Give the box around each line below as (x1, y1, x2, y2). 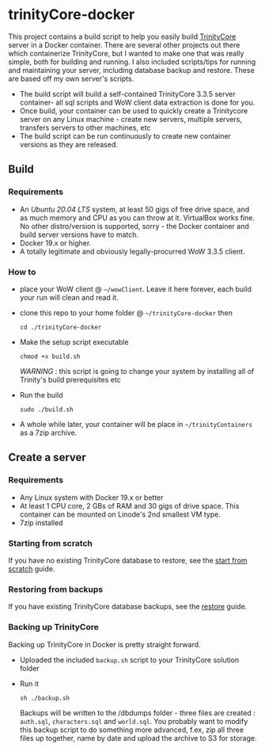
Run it (19, 679, 40, 688)
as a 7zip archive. (19, 428, 78, 437)
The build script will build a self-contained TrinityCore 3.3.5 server (19, 89, 236, 98)
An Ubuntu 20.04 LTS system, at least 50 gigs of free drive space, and (19, 204, 250, 214)
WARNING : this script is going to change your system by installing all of (19, 366, 255, 375)
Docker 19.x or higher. (19, 238, 92, 247)
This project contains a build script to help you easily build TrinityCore (8, 32, 237, 41)
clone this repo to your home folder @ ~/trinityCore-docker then (19, 307, 233, 318)
